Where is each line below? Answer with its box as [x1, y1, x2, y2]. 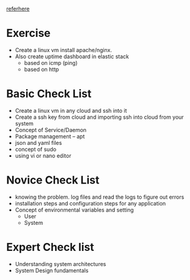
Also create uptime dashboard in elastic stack [15, 53, 129, 60]
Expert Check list [6, 241, 94, 254]
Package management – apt [15, 133, 85, 140]
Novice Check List [6, 173, 100, 187]
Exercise [6, 27, 51, 40]
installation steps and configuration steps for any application [15, 199, 166, 207]
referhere [6, 5, 30, 12]
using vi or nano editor [15, 152, 71, 159]
